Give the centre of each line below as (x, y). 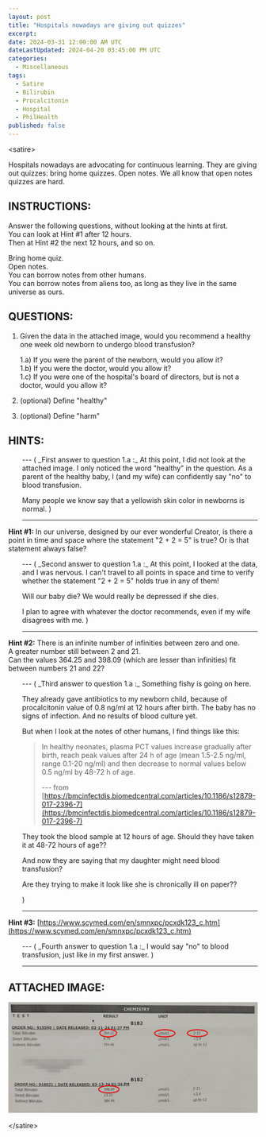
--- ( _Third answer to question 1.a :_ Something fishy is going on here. (137, 684)
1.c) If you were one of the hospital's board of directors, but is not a (129, 377)
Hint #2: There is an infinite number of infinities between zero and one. (124, 643)
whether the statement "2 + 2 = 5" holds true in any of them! (121, 581)
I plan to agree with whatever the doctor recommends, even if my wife (137, 612)
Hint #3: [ (24, 922)
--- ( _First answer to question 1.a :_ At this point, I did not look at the (134, 460)
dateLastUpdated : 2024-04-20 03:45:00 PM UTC (84, 50)
